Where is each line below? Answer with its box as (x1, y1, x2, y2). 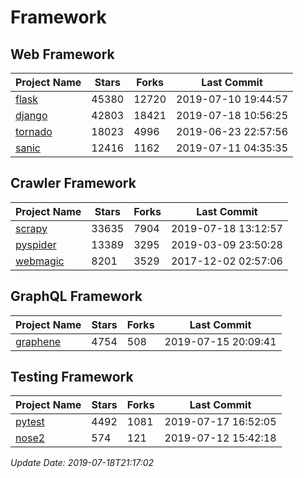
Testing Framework (10, 369, 134, 386)
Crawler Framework (10, 175, 137, 192)
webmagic (15, 254, 65, 268)
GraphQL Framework (10, 288, 143, 305)
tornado (15, 125, 53, 138)
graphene (15, 334, 62, 348)
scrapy (15, 221, 48, 235)
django (15, 109, 48, 122)
